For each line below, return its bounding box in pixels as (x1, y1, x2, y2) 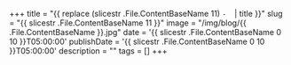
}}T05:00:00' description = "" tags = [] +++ (9, 46, 168, 56)
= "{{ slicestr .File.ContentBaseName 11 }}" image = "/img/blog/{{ (9, 18, 247, 28)
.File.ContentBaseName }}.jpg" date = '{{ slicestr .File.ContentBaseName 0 (9, 27, 282, 37)
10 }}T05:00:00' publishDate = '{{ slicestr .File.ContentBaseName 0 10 (9, 36, 265, 47)
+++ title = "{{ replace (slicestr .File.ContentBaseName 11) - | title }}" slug (9, 9, 283, 18)
